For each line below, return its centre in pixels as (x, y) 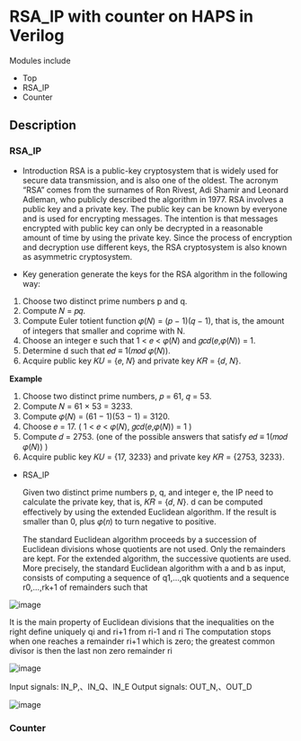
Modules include (40, 60)
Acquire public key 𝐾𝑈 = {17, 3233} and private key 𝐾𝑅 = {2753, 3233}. (154, 457)
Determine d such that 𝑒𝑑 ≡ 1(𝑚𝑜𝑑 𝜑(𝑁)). (96, 350)
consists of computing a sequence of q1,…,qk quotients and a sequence (155, 577)
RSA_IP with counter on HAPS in (132, 17)
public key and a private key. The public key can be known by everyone (155, 209)
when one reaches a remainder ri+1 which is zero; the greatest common (142, 641)
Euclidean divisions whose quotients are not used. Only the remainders (154, 549)
